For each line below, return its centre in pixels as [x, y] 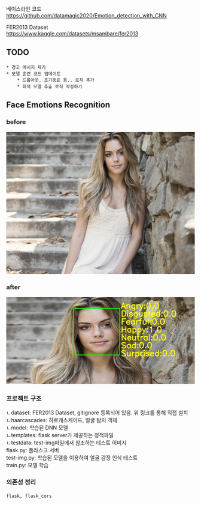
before [16, 122]
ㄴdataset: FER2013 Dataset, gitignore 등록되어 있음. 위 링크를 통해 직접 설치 [97, 413]
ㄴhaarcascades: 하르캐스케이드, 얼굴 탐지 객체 [62, 420]
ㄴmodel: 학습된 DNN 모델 [37, 428]
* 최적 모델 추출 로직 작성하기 [50, 86]
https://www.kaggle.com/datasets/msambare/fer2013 [72, 34]
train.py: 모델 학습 [28, 465]
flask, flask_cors [29, 496]
